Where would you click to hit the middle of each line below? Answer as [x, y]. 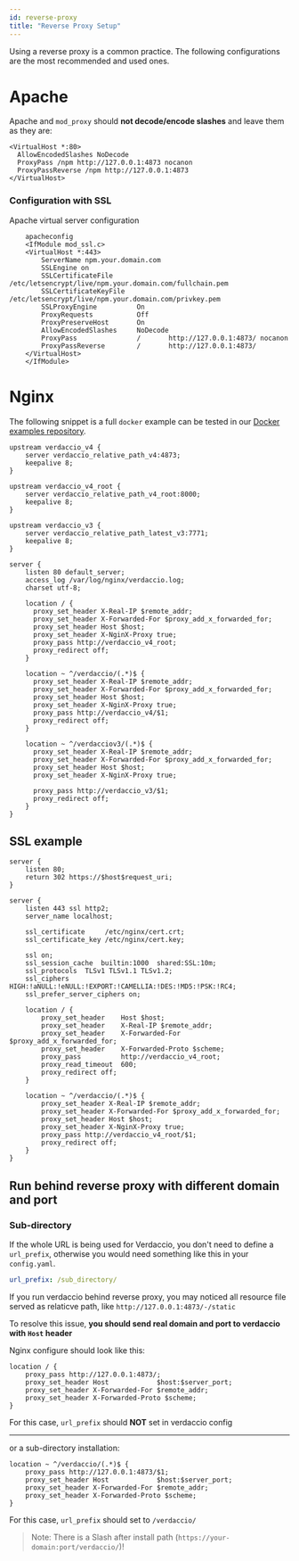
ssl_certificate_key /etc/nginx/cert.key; [105, 940]
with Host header [41, 1334]
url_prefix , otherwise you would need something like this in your [129, 1254]
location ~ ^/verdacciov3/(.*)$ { [89, 744]
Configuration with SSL [61, 201]
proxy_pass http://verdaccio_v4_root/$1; [119, 1135]
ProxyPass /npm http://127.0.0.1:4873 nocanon [105, 163]
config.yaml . [32, 1264]
